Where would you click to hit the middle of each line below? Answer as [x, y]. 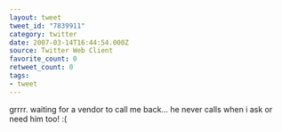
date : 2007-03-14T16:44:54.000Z [69, 42]
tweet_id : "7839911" [48, 26]
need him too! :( [38, 119]
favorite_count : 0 [43, 59]
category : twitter [43, 34]
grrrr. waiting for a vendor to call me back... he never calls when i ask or [141, 109]
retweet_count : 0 [41, 68]
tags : [19, 76]
